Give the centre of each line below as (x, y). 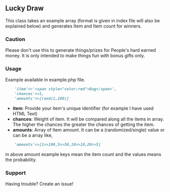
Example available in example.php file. (45, 80)
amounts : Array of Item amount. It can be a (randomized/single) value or (89, 130)
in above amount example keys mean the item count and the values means (83, 154)
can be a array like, (32, 135)
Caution (15, 39)
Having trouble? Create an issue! (39, 184)
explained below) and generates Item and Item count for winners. (74, 26)
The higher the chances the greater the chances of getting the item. (83, 124)
